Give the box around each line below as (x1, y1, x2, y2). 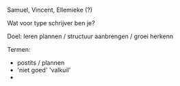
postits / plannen (16, 59, 65, 67)
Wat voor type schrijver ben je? (7, 19, 95, 27)
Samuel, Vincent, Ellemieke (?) (7, 6, 93, 14)
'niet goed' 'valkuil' (16, 66, 71, 74)
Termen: (7, 46, 31, 53)
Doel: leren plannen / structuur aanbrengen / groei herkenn (7, 32, 174, 40)
